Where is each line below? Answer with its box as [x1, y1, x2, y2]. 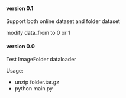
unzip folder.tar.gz [14, 79, 59, 86]
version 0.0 [6, 43, 35, 50]
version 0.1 [6, 5, 34, 12]
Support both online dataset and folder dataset [6, 18, 120, 25]
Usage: [6, 67, 24, 74]
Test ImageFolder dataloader [6, 56, 76, 63]
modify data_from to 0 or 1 [6, 30, 70, 37]
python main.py [14, 85, 53, 92]
